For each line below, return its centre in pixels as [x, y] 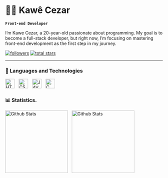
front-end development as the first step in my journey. [61, 43]
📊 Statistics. [21, 100]
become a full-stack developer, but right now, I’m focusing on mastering [79, 38]
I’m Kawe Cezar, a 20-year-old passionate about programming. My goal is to [84, 32]
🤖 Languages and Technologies [44, 70]
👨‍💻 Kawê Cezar [38, 10]
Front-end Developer [27, 23]
